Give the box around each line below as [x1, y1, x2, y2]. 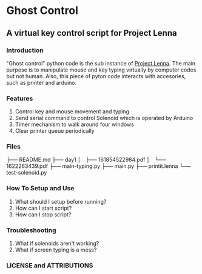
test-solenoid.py [6, 169, 47, 176]
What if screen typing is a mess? [15, 246, 97, 253]
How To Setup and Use [6, 184, 75, 193]
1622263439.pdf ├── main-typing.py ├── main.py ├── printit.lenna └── [6, 162, 191, 170]
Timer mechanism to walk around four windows [15, 121, 135, 128]
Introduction [6, 46, 44, 55]
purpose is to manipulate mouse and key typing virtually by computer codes [6, 66, 197, 73]
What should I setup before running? [15, 198, 107, 205]
